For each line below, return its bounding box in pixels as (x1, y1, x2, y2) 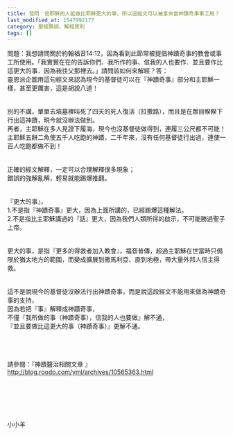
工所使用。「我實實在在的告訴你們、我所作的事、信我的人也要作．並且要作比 (7, 58, 223, 66)
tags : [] (7, 29, 33, 37)
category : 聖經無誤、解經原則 (7, 23, 85, 30)
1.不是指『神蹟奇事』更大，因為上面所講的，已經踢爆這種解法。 (7, 206, 188, 215)
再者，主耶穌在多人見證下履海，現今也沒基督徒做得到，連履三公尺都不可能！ (7, 125, 226, 133)
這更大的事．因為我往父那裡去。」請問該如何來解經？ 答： (7, 66, 169, 75)
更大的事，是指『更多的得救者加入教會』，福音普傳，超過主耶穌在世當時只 (7, 247, 217, 255)
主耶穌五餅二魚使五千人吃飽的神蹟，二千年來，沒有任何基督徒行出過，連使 (7, 133, 220, 142)
